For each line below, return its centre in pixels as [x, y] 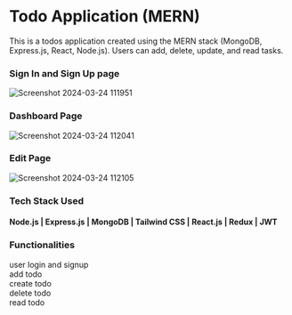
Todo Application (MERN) [105, 16]
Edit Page [30, 158]
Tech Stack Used [47, 200]
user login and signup [49, 264]
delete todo [30, 293]
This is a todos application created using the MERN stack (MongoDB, [136, 41]
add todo [26, 274]
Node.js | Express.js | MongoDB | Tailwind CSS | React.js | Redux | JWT [143, 222]
